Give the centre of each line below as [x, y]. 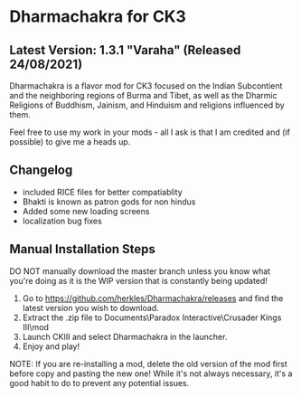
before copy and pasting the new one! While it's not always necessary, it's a [151, 373]
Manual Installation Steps [83, 249]
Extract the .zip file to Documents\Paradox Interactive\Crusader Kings [152, 317]
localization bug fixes [62, 221]
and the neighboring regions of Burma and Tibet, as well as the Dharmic [143, 95]
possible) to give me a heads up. [70, 142]
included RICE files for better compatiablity [102, 192]
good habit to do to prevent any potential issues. [99, 383]
